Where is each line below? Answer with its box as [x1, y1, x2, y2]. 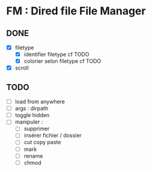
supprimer [23, 125, 50, 133]
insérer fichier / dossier [23, 132, 82, 139]
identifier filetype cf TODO [23, 51, 90, 58]
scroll [14, 64, 29, 71]
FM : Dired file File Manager [6, 4, 146, 18]
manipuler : [14, 118, 43, 125]
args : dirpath [14, 105, 49, 112]
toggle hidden [14, 112, 50, 119]
